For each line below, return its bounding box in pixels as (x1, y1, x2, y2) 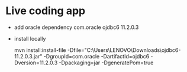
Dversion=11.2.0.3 (14, 59, 58, 66)
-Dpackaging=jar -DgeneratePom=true (58, 59, 154, 66)
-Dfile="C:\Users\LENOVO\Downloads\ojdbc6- (67, 46, 181, 54)
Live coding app (5, 4, 86, 18)
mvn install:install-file (14, 46, 66, 54)
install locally (14, 35, 46, 42)
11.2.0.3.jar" (14, 53, 43, 60)
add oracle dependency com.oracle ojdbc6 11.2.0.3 (14, 24, 139, 31)
